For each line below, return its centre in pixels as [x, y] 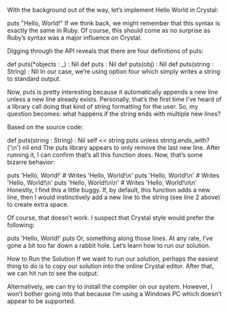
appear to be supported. [41, 301]
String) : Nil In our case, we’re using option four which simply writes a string [114, 71]
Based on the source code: [45, 127]
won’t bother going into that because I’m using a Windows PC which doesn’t [114, 294]
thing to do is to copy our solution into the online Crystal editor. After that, [110, 266]
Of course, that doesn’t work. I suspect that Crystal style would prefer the [111, 218]
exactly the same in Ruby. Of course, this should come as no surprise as [109, 30]
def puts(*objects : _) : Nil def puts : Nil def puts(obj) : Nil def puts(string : [110, 64]
